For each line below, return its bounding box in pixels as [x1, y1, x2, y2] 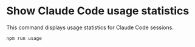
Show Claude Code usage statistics [6, 4, 190, 18]
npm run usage [6, 35, 43, 41]
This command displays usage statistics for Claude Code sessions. [6, 24, 174, 31]
